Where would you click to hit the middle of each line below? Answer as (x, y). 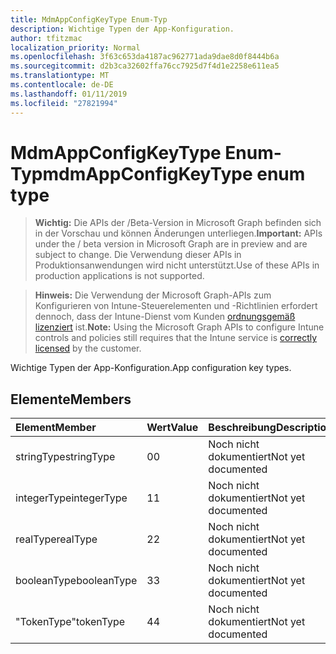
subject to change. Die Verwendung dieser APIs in (138, 255)
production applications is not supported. (119, 276)
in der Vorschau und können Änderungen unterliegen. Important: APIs (178, 233)
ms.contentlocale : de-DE (62, 85)
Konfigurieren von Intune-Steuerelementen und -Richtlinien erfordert (176, 306)
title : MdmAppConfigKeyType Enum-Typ (89, 19)
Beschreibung (242, 428)
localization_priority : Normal (75, 47)
